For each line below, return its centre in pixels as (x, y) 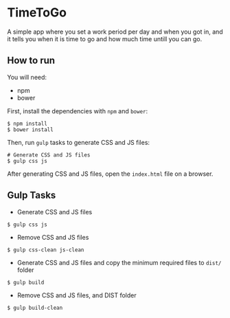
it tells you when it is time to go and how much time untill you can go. (105, 38)
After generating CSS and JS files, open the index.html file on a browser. (110, 174)
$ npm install (27, 124)
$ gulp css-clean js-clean (46, 250)
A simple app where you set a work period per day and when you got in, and (115, 32)
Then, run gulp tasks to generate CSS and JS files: (78, 142)
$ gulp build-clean (35, 308)
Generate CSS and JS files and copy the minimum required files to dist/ (119, 262)
